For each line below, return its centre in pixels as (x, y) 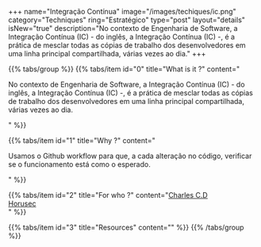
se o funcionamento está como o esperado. (79, 164)
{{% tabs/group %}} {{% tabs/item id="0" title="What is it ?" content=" (124, 69)
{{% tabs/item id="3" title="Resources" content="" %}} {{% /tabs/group (126, 227)
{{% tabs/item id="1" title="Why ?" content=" (82, 141)
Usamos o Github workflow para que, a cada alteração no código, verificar (130, 156)
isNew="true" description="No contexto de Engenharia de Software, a (123, 28)
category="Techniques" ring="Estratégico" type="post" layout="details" (127, 20)
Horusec (22, 203)
